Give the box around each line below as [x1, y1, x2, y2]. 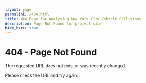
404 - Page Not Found [5, 47, 97, 58]
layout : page [5, 7, 32, 12]
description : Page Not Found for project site [5, 21, 102, 26]
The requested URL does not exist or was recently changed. [5, 63, 126, 69]
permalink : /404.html [5, 12, 49, 17]
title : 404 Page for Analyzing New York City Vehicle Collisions [5, 16, 141, 21]
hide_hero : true [5, 26, 38, 30]
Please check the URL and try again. [5, 72, 78, 79]
